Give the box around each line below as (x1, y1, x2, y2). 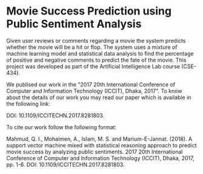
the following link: (6, 100, 50, 107)
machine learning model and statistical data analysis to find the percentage (6, 50, 194, 57)
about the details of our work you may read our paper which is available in (6, 94, 191, 101)
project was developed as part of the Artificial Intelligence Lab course (6, 62, 181, 70)
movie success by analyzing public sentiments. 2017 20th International (6, 148, 183, 155)
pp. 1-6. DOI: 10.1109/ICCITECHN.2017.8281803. (6, 161, 125, 168)
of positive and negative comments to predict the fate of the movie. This (6, 56, 187, 63)
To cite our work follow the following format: (6, 123, 117, 130)
